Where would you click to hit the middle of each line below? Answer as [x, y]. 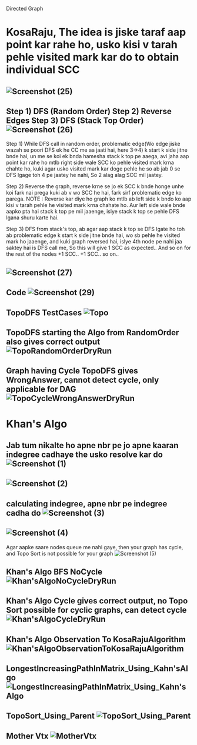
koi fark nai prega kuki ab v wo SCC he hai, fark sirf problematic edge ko [94, 193]
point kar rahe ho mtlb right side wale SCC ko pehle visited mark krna [90, 163]
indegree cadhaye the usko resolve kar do [84, 454]
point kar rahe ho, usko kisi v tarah [92, 45]
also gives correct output [53, 341]
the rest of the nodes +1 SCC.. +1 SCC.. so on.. [63, 254]
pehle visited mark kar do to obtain [93, 57]
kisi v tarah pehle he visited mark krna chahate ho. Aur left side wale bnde [96, 205]
